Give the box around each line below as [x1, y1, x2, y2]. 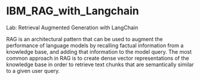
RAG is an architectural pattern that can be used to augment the [6, 35, 163, 42]
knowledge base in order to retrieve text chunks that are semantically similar [6, 61, 194, 68]
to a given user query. [6, 67, 60, 74]
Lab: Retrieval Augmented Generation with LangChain [6, 24, 139, 31]
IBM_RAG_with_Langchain [6, 4, 139, 18]
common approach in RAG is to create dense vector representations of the [6, 54, 189, 61]
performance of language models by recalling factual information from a [6, 42, 184, 49]
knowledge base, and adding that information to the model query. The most [6, 48, 192, 55]
